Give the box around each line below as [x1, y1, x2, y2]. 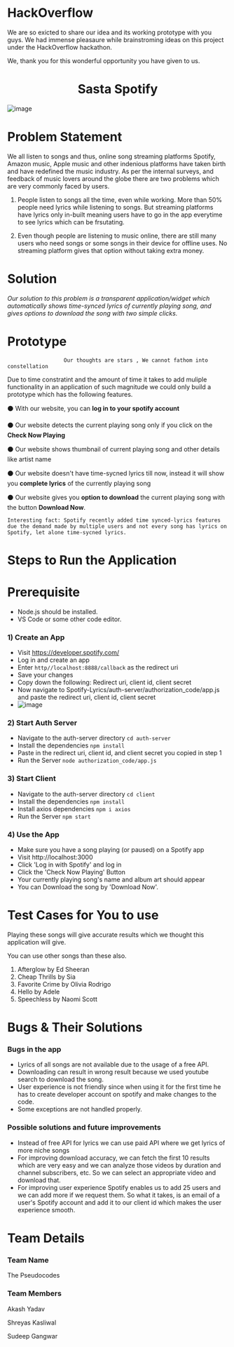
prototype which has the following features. [7, 390, 133, 398]
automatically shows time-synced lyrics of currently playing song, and [7, 302, 212, 310]
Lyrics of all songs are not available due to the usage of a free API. [17, 1060, 209, 1069]
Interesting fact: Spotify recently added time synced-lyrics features [7, 517, 221, 524]
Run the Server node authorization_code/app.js [17, 756, 157, 765]
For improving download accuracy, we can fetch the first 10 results [17, 1153, 210, 1162]
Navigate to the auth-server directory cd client [17, 790, 156, 798]
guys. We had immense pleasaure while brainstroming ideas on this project [7, 35, 224, 43]
